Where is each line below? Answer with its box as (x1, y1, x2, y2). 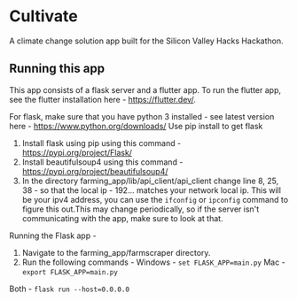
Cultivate (9, 6, 78, 27)
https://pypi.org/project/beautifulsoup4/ (21, 166, 168, 176)
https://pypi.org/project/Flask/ (21, 147, 133, 158)
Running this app (9, 61, 105, 76)
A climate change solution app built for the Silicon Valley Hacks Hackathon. (9, 35, 284, 46)
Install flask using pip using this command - (21, 137, 182, 148)
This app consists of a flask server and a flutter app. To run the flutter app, (9, 84, 282, 95)
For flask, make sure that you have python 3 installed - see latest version (9, 111, 275, 121)
